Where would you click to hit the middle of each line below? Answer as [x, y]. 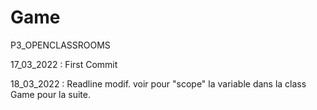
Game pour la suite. [51, 94]
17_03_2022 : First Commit [64, 64]
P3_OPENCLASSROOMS [60, 45]
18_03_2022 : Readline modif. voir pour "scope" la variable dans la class [158, 83]
